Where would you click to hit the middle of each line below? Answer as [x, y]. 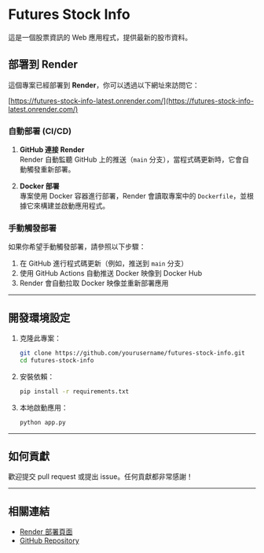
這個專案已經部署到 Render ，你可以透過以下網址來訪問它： [104, 85]
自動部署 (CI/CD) [40, 131]
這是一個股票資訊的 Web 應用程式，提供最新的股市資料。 [100, 37]
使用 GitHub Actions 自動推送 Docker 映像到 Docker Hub [111, 273]
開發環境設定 [39, 318]
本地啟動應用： [44, 407]
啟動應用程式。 [85, 206]
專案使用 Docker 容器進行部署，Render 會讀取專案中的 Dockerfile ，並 [133, 196]
